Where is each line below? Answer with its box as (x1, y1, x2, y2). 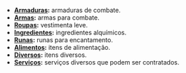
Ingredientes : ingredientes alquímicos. (13, 28, 127, 36)
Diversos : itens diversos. (13, 51, 87, 59)
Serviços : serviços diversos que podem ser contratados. (13, 58, 180, 66)
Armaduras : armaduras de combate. (13, 6, 121, 14)
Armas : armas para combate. (13, 13, 100, 22)
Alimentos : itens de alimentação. (13, 44, 111, 51)
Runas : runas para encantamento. (13, 36, 114, 44)
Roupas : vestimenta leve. (13, 21, 88, 29)
